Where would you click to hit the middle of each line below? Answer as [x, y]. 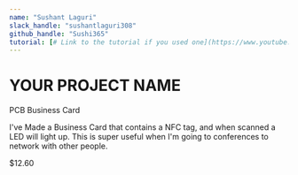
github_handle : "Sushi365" [59, 34]
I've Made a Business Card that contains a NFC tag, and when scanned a [143, 127]
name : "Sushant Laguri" [53, 17]
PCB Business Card [45, 110]
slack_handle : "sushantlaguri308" [73, 26]
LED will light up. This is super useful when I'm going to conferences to [139, 137]
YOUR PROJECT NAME [95, 86]
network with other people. [59, 146]
